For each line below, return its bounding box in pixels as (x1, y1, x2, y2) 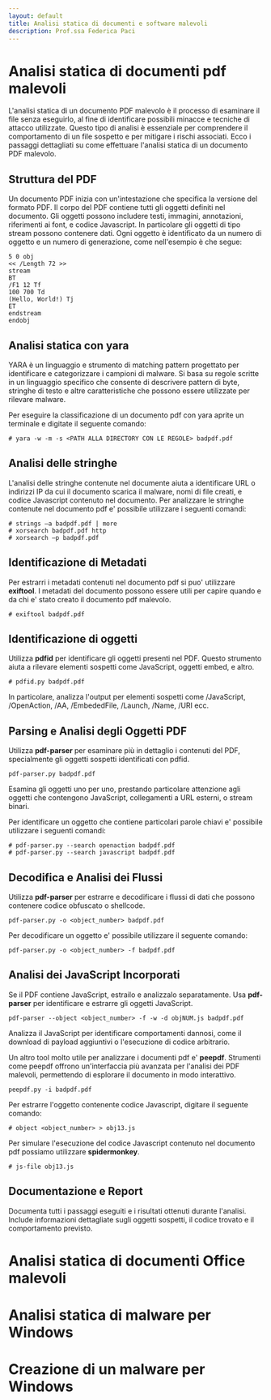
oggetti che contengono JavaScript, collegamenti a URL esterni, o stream (8, 793, 253, 803)
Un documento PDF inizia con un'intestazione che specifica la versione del (8, 194, 258, 203)
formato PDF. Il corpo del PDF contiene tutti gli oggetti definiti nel (8, 203, 226, 212)
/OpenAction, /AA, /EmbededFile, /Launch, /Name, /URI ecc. (8, 700, 209, 710)
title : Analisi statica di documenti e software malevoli (8, 19, 208, 28)
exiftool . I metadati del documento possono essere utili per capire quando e (8, 585, 261, 596)
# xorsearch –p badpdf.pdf (8, 533, 100, 542)
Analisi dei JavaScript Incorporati (8, 968, 180, 982)
